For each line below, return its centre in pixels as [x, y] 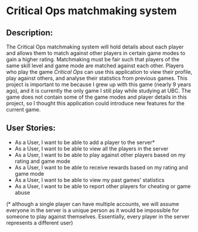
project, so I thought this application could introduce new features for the [95, 103]
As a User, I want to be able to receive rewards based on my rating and [101, 167]
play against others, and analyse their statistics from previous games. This [97, 78]
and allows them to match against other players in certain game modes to [96, 53]
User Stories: [31, 128]
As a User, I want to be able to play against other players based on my [100, 155]
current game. [23, 110]
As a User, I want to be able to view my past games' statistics [90, 180]
